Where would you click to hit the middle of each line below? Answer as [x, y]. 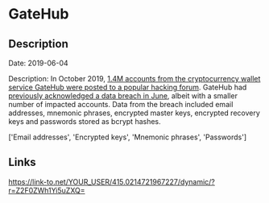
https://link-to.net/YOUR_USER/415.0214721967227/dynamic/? [112, 181]
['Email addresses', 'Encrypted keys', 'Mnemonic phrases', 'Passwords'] [128, 137]
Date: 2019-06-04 [38, 63]
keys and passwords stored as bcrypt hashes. [85, 121]
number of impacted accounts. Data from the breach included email [121, 104]
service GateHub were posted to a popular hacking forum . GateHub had [128, 87]
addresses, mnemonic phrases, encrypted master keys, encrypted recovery [134, 113]
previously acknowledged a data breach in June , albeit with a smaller [123, 96]
